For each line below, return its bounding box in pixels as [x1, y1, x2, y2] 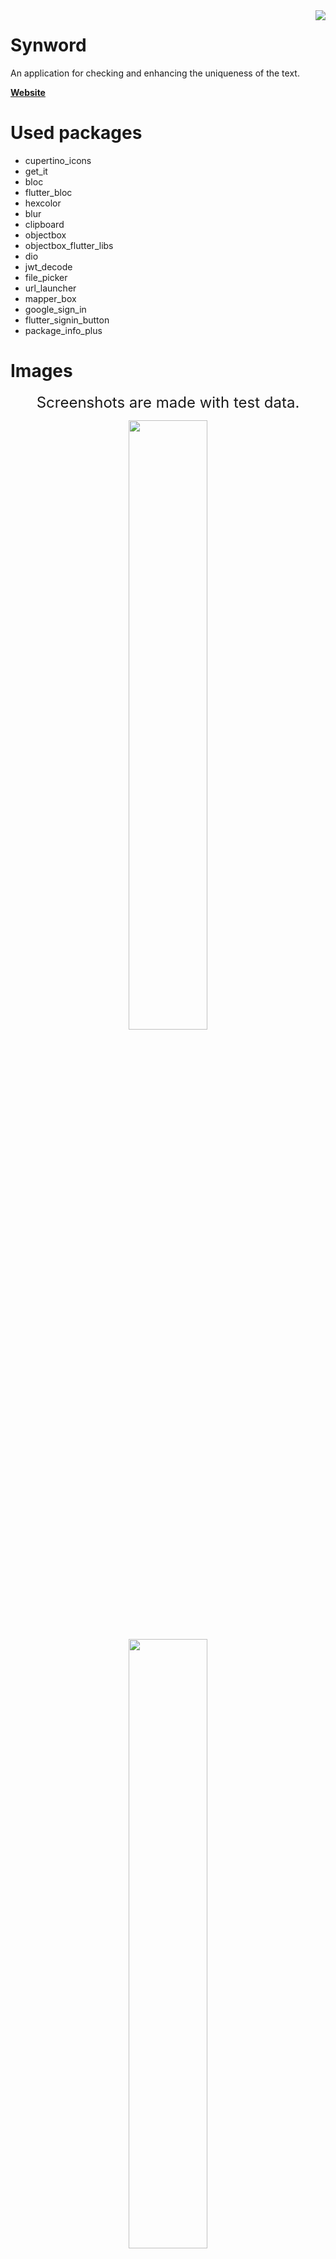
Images [10, 360, 73, 383]
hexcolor [24, 197, 62, 209]
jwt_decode [24, 260, 73, 273]
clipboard [24, 218, 65, 230]
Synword [10, 34, 87, 57]
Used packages [10, 122, 143, 144]
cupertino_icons [24, 154, 92, 166]
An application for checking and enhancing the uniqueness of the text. [10, 67, 300, 79]
